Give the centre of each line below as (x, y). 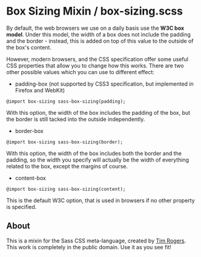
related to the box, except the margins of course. (67, 166)
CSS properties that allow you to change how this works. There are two (95, 66)
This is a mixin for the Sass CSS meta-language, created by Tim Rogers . (96, 241)
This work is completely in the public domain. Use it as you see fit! (89, 247)
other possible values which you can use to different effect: (80, 72)
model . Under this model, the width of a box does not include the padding (98, 34)
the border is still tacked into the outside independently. (76, 119)
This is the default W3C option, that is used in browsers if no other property (100, 200)
